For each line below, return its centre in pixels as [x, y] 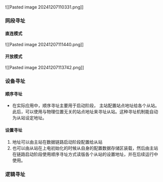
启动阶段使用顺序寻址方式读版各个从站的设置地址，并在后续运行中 [92, 154]
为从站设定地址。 [29, 118]
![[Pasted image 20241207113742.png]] [45, 68]
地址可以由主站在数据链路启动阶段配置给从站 [57, 142]
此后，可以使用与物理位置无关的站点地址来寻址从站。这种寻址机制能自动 [85, 112]
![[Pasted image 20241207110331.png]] [44, 7]
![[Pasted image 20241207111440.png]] [45, 45]
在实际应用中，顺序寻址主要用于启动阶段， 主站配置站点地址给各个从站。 [86, 105]
